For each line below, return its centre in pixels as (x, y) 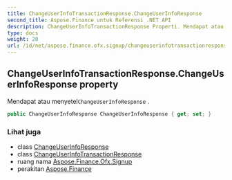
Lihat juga (24, 132)
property (99, 85)
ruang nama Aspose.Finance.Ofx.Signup (75, 161)
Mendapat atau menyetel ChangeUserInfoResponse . (78, 101)
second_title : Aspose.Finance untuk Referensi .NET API (89, 20)
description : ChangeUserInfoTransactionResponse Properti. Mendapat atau (116, 26)
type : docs (23, 33)
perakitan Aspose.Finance (54, 169)
